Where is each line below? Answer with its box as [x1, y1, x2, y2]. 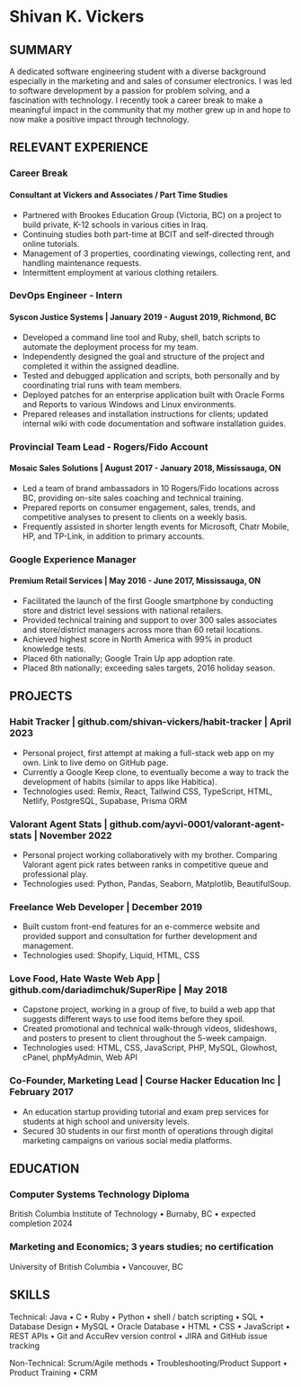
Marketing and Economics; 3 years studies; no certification [9, 1241, 274, 1254]
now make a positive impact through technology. [9, 114, 190, 124]
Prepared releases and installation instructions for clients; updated [22, 408, 269, 419]
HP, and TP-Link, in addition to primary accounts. [22, 530, 205, 542]
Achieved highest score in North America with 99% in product [22, 634, 253, 644]
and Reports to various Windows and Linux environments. [22, 398, 236, 409]
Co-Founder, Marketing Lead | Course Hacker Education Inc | [9, 1074, 281, 1087]
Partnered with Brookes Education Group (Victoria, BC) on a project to [22, 209, 282, 220]
